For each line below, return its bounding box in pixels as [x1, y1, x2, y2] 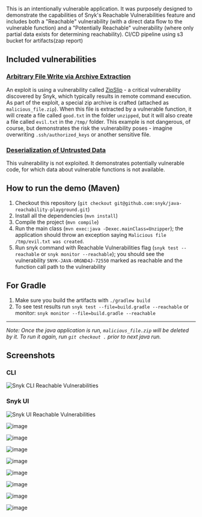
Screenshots [6, 350, 55, 360]
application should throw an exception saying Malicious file [14, 231, 167, 238]
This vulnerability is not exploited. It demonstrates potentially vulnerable [6, 159, 185, 167]
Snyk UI [6, 397, 29, 405]
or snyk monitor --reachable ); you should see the [41, 250, 164, 257]
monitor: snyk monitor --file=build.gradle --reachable [14, 309, 156, 316]
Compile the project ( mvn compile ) [14, 218, 99, 225]
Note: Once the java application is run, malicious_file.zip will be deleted [6, 326, 189, 334]
